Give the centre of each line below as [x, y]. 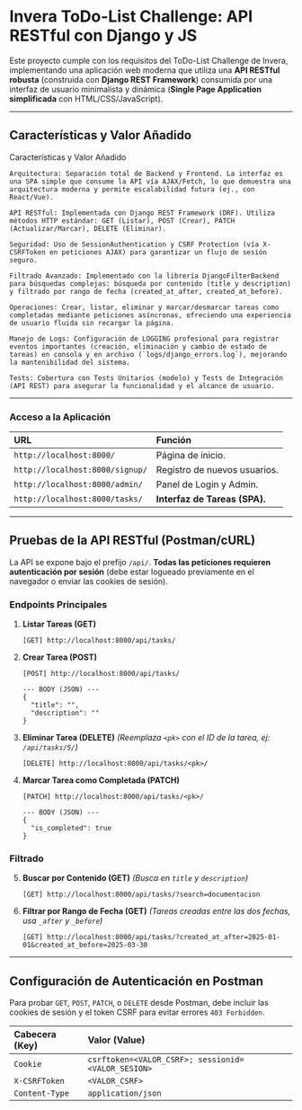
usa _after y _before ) [62, 921]
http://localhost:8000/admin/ [79, 484]
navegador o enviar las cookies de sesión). [89, 581]
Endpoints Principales [58, 604]
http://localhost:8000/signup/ [81, 470]
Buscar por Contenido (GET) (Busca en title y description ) [135, 878]
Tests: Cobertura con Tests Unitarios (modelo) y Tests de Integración [146, 378]
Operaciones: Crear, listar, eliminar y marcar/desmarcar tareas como [144, 307]
